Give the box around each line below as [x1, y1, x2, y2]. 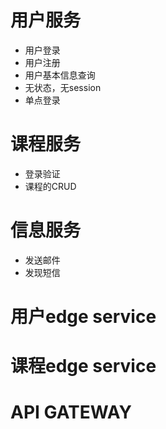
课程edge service [10, 355, 157, 378]
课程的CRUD [24, 180, 77, 192]
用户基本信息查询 [24, 69, 96, 81]
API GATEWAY [10, 401, 133, 424]
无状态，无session [24, 81, 102, 93]
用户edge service [10, 306, 157, 328]
